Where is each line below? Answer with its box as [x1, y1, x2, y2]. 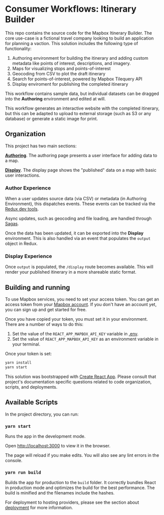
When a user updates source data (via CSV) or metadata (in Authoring [5, 196, 147, 202]
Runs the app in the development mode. [5, 433, 86, 439]
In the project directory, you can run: [5, 411, 79, 417]
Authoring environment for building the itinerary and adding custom [12, 55, 148, 61]
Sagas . [5, 221, 19, 227]
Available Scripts [5, 398, 58, 407]
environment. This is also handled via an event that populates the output [5, 235, 151, 241]
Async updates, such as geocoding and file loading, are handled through [5, 215, 152, 221]
